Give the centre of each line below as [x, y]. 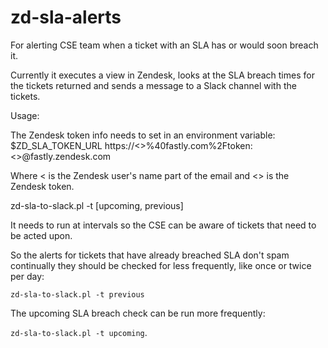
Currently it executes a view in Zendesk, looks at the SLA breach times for [162, 75]
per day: [27, 276]
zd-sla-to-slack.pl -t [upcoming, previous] [97, 205]
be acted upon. [41, 235]
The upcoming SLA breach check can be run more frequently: [138, 313]
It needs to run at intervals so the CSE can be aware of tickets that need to [163, 225]
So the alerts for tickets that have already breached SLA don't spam [150, 255]
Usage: [25, 115]
